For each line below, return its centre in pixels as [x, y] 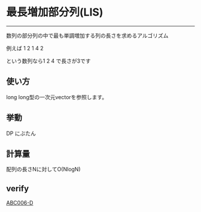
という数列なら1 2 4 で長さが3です [48, 61]
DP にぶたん [21, 133]
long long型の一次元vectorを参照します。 [57, 97]
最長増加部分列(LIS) [55, 12]
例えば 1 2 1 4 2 [25, 48]
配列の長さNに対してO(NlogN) [43, 169]
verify [18, 188]
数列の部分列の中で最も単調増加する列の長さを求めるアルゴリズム [87, 35]
